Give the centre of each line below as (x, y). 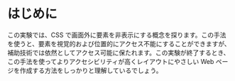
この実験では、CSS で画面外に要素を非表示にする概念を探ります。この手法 (117, 35)
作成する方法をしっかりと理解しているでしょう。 (91, 70)
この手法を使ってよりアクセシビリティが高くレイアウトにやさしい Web (111, 61)
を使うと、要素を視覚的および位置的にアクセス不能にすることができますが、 (119, 43)
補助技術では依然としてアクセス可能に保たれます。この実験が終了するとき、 (119, 53)
